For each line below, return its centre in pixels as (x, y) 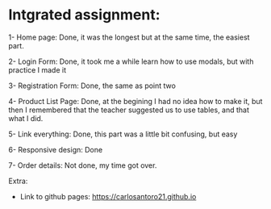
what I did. (26, 118)
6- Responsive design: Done (56, 149)
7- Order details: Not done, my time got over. (83, 165)
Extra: (18, 181)
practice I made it (38, 69)
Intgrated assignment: (84, 15)
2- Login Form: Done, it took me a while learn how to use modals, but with (131, 61)
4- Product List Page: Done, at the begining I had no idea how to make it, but (135, 101)
